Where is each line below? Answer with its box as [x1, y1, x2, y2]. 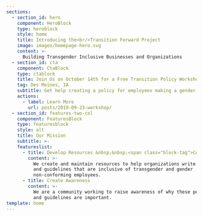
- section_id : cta [11, 59, 59, 65]
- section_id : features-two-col [11, 110, 94, 116]
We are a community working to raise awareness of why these [33, 189, 190, 195]
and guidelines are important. [33, 194, 112, 200]
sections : [6, 8, 31, 15]
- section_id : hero [11, 15, 61, 21]
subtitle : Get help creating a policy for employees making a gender [17, 88, 196, 94]
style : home [17, 31, 47, 38]
